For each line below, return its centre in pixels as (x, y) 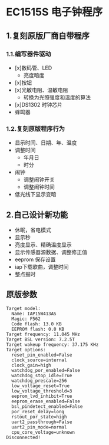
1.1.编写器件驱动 (29, 54)
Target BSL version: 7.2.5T (41, 339)
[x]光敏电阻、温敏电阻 (41, 90)
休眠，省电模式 (33, 230)
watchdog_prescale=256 (39, 381)
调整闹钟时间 (39, 187)
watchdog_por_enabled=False (46, 370)
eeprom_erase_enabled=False (46, 401)
